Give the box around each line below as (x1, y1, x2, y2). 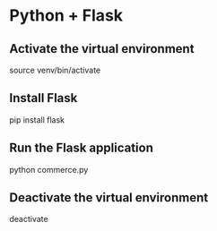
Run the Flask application (9, 141, 154, 156)
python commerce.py (9, 164, 89, 175)
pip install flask (9, 114, 65, 125)
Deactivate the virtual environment (9, 190, 209, 206)
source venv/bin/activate (9, 64, 101, 75)
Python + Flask (9, 5, 124, 26)
